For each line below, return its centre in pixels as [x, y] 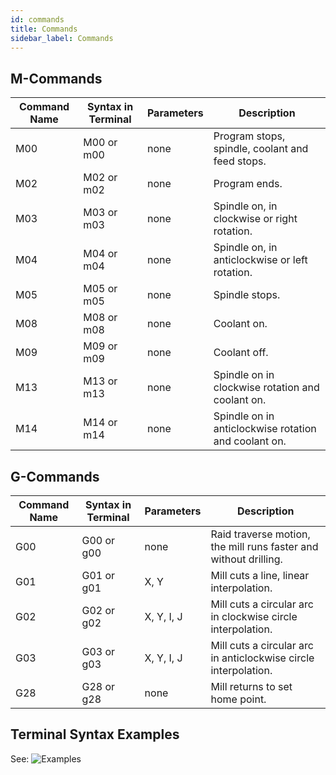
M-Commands [56, 78]
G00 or [98, 540]
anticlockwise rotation [265, 429]
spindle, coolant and [261, 149]
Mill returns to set [251, 686]
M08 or [100, 318]
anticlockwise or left [260, 260]
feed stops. [240, 161]
